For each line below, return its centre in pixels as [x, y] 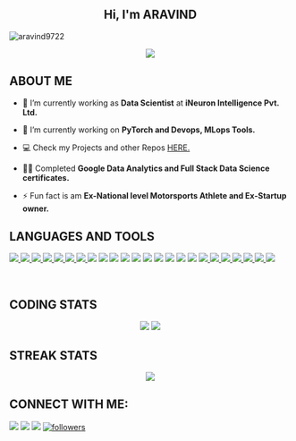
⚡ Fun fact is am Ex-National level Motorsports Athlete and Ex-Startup [154, 195]
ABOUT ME [41, 81]
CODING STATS [53, 305]
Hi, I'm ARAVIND [150, 15]
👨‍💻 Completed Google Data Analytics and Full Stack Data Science [146, 168]
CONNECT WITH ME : [69, 405]
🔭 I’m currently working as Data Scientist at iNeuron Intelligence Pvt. [151, 103]
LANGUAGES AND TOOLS [82, 237]
